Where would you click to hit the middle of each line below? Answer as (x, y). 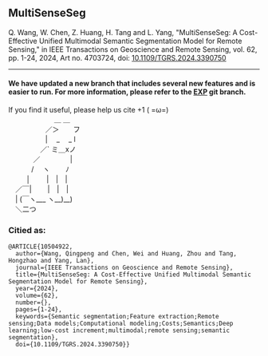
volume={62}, (37, 296)
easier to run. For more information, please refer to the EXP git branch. (127, 92)
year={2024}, (37, 289)
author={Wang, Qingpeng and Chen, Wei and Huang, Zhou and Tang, (126, 254)
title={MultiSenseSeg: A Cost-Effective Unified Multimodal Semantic (133, 275)
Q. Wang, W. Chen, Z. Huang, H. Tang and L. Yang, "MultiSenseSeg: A (123, 32)
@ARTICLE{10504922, (41, 247)
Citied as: (27, 230)
